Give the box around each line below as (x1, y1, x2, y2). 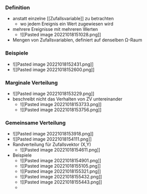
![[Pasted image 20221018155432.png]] (20, 174, 102, 180)
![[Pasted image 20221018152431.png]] (12, 61, 94, 67)
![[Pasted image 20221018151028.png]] (20, 32, 101, 38)
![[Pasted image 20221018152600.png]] (12, 66, 95, 72)
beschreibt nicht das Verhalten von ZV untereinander (12, 95, 122, 102)
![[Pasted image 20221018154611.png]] (20, 147, 101, 153)
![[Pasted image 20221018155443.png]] (20, 179, 102, 185)
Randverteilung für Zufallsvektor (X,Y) (12, 141, 92, 148)
